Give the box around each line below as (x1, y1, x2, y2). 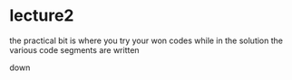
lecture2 (9, 5, 74, 26)
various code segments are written (9, 44, 140, 55)
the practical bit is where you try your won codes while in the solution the (9, 35, 284, 46)
